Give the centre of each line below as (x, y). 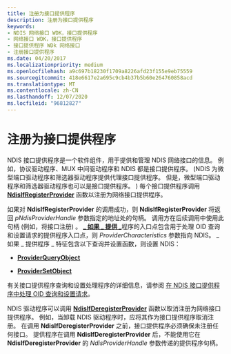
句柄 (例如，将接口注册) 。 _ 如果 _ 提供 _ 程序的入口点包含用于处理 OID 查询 (114, 226)
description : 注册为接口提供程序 (51, 20)
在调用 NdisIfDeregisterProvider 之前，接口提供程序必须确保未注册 (117, 326)
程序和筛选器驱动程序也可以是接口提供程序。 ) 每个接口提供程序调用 (103, 186)
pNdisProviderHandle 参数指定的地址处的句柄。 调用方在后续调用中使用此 (120, 217)
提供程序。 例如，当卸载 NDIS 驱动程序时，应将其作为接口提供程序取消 (108, 317)
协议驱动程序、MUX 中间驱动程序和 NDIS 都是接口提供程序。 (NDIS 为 (119, 168)
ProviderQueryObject (49, 257)
